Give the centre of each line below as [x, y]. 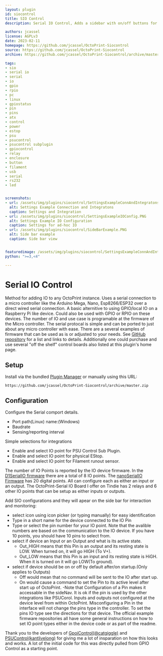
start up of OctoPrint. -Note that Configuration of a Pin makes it [82, 587]
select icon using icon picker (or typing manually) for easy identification [84, 515]
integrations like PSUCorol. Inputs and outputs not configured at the [87, 598]
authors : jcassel [23, 32]
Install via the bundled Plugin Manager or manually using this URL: [71, 377]
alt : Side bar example [32, 234]
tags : [10, 63]
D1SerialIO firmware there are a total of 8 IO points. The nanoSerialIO [74, 476]
